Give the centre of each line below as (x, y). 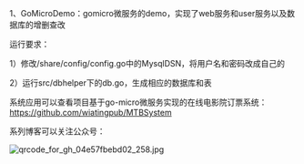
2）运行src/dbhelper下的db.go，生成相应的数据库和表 (111, 83)
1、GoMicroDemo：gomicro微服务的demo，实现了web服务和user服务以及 (148, 13)
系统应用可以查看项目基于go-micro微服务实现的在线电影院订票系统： (138, 102)
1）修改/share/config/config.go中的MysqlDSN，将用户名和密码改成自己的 (147, 63)
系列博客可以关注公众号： (57, 131)
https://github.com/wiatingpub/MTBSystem (91, 113)
